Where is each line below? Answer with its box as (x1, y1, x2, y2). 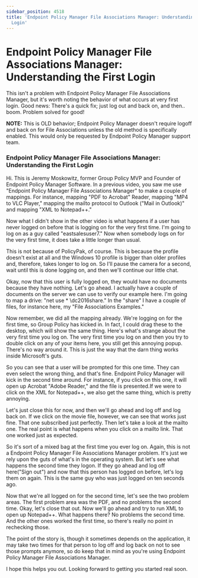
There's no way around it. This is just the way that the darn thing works (6, 346, 179, 353)
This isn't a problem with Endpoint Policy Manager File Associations (6, 90, 171, 97)
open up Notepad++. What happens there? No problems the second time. (6, 511, 185, 518)
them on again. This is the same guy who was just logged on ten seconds (6, 474, 184, 482)
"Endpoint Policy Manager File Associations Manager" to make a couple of (6, 187, 187, 194)
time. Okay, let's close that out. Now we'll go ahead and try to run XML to (6, 505, 184, 512)
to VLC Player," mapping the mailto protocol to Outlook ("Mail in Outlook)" (6, 199, 185, 207)
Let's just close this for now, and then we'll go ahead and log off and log (6, 406, 181, 414)
